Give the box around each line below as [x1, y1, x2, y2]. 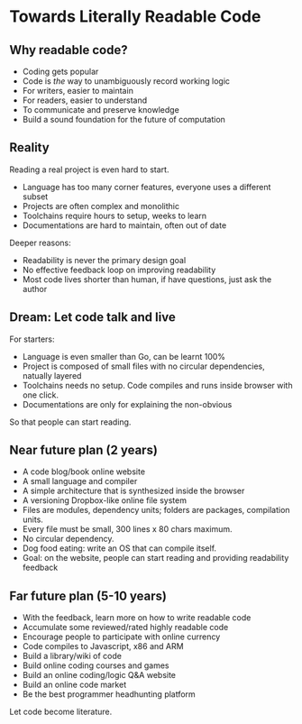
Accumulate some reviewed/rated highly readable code [22, 622, 229, 633]
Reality [9, 140, 50, 155]
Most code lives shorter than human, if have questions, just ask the [22, 273, 272, 285]
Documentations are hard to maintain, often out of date [22, 219, 227, 231]
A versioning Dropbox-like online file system [22, 495, 188, 506]
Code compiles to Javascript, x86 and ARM [22, 641, 184, 652]
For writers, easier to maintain [22, 86, 133, 96]
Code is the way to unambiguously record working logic [22, 76, 231, 87]
